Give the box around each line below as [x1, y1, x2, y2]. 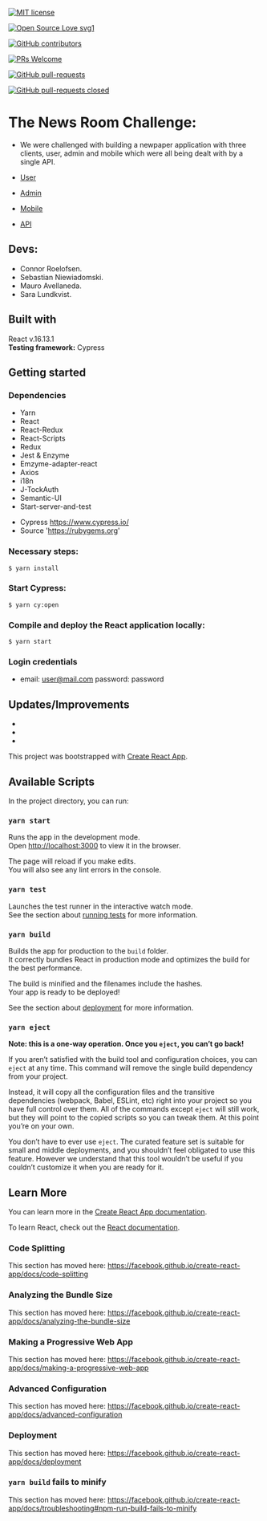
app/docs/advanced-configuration [8, 1409, 123, 1420]
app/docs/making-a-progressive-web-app [8, 1363, 149, 1373]
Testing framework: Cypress [8, 342, 105, 352]
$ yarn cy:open [8, 600, 59, 609]
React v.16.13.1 [8, 334, 55, 344]
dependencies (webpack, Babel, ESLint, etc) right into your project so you [8, 1096, 253, 1105]
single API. [19, 157, 56, 166]
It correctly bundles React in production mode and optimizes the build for [8, 954, 250, 964]
